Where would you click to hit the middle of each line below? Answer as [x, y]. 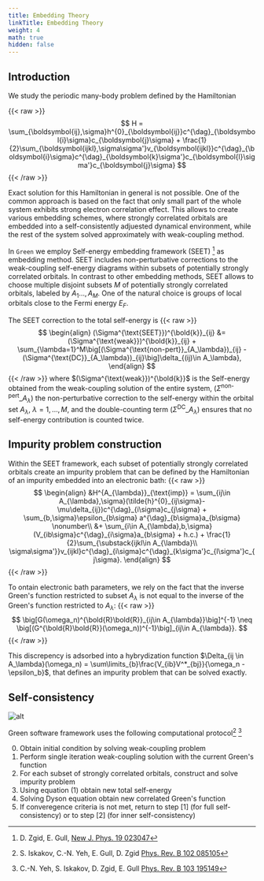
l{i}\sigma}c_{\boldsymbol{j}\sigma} [116, 139]
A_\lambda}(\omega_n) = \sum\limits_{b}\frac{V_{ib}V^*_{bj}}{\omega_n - [126, 664]
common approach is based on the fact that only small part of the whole [125, 201]
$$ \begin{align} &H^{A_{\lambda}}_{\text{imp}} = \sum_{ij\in [132, 493]
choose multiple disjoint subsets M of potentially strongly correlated [118, 284]
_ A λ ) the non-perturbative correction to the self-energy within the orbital [136, 399]
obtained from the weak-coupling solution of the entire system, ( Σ [115, 388]
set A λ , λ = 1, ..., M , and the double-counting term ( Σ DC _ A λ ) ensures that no [130, 410]
